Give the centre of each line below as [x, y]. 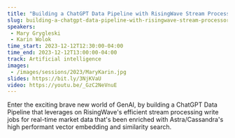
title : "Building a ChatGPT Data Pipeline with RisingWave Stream [106, 14]
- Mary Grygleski [35, 33]
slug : [15, 20]
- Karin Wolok [31, 40]
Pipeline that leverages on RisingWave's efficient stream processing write [113, 112]
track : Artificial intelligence [54, 59]
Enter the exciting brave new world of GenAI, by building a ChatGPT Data [113, 105]
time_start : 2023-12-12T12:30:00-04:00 [65, 46]
